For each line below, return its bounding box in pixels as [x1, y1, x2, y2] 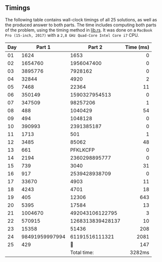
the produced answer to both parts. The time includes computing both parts [5, 22, 157, 28]
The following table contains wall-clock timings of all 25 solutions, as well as [5, 16, 157, 22]
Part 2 [88, 44, 103, 50]
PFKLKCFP [70, 147, 95, 153]
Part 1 [36, 44, 51, 50]
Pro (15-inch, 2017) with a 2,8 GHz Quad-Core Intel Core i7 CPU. [5, 32, 139, 38]
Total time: [70, 249, 94, 256]
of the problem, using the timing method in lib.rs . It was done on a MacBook [5, 27, 152, 33]
